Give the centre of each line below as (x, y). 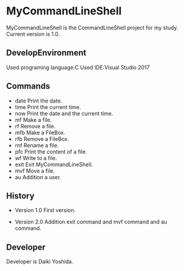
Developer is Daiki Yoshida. (40, 261)
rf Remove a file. (35, 126)
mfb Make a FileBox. (40, 133)
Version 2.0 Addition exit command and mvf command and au (91, 222)
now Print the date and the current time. (64, 113)
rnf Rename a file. (37, 145)
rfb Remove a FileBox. (42, 138)
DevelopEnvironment (46, 53)
